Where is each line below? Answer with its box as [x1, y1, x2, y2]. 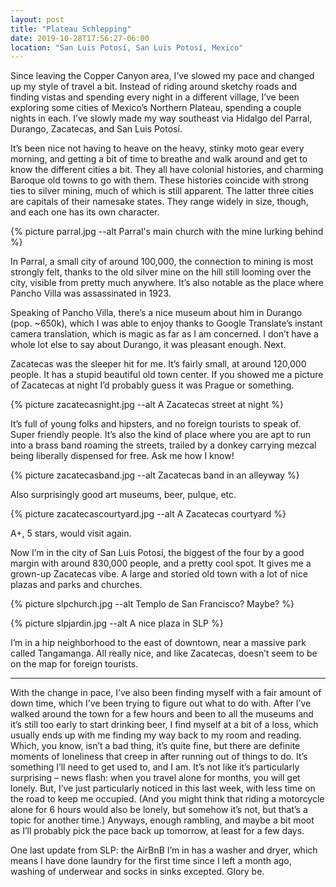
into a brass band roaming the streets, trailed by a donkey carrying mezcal [10, 439, 317, 451]
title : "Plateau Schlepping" [10, 24, 132, 34]
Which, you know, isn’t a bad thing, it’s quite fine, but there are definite [10, 740, 301, 752]
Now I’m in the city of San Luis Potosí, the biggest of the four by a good [10, 547, 305, 559]
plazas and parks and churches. [10, 579, 143, 591]
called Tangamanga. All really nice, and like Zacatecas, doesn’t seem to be [10, 647, 318, 660]
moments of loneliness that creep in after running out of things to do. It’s [10, 751, 308, 763]
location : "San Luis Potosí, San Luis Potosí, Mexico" [10, 42, 244, 53]
